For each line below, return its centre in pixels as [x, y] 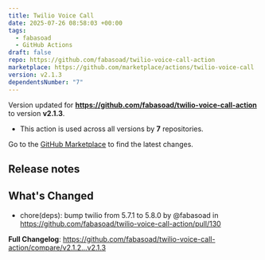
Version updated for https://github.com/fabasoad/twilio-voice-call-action [132, 105]
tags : [17, 30]
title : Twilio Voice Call [51, 16]
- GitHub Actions [44, 45]
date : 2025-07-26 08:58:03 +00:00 [66, 23]
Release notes [44, 169]
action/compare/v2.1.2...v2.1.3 [57, 247]
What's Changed [51, 196]
